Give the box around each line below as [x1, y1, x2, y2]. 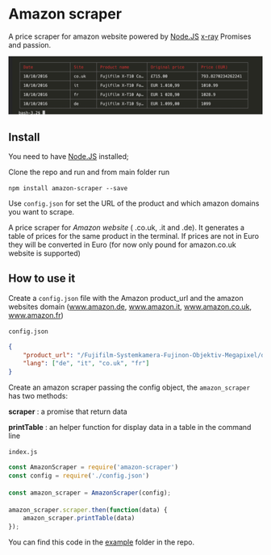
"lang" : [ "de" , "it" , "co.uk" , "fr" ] [23, 360, 150, 368]
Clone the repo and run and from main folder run [8, 167, 170, 177]
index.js [8, 449, 38, 457]
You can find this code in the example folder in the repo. [8, 537, 195, 547]
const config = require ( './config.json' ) [8, 472, 150, 480]
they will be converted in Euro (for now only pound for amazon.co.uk [8, 240, 236, 249]
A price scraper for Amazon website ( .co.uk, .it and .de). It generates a [8, 223, 244, 232]
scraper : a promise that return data [8, 407, 127, 416]
